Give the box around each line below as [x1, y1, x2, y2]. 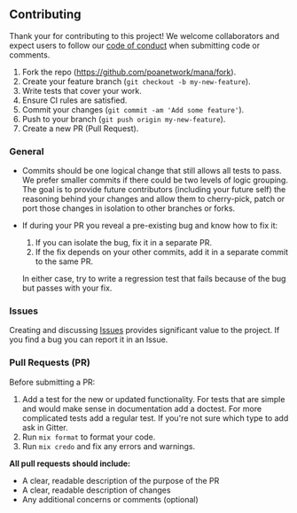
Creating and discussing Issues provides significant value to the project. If [9, 325, 280, 336]
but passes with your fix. [21, 283, 113, 293]
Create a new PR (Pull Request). [21, 123, 139, 134]
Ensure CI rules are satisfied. [21, 95, 128, 105]
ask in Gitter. [21, 422, 68, 432]
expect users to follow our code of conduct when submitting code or [9, 40, 260, 51]
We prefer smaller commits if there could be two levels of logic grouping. [21, 175, 288, 185]
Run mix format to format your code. [21, 431, 156, 442]
